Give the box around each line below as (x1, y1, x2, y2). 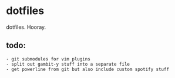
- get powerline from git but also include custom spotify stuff (6, 66, 169, 72)
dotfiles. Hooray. (6, 23, 46, 30)
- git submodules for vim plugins (6, 56, 91, 62)
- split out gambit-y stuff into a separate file (6, 61, 130, 67)
